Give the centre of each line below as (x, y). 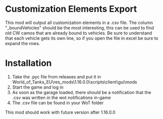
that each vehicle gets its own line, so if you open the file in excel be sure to (82, 38)
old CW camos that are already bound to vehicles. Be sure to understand (79, 33)
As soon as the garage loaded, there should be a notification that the (81, 92)
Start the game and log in (38, 87)
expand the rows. (23, 43)
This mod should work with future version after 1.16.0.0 (60, 112)
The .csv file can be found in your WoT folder (58, 103)
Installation (28, 63)
